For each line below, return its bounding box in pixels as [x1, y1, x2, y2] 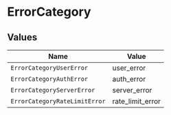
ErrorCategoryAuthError [10, 75, 89, 83]
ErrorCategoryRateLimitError [10, 97, 106, 105]
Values [7, 31, 38, 43]
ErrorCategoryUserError [10, 64, 89, 72]
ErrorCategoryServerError [10, 86, 95, 94]
